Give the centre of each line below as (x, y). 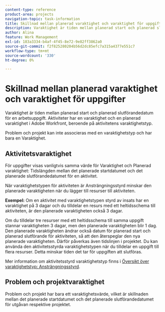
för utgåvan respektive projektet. (38, 304)
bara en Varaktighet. (26, 138)
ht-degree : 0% (20, 60)
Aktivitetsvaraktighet (38, 154)
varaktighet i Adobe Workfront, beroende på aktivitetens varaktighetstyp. (79, 123)
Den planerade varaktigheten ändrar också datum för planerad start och (78, 231)
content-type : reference (30, 10)
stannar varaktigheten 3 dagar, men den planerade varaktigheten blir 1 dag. (81, 225)
